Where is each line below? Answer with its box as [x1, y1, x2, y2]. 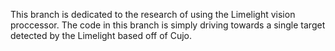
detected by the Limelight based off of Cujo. [10, 30, 193, 41]
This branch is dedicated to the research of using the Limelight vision [10, 9, 296, 20]
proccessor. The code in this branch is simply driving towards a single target [10, 19, 326, 31]
